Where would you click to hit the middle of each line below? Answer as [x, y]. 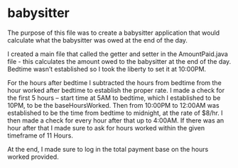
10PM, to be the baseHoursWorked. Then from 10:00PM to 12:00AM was [113, 105]
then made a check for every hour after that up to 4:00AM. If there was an [116, 120]
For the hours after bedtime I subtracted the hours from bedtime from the [114, 82]
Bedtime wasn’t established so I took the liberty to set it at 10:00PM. [107, 69]
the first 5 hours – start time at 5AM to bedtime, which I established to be [114, 98]
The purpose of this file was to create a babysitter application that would [114, 33]
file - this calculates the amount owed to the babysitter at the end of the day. [119, 61]
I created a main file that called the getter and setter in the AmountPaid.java [118, 54]
